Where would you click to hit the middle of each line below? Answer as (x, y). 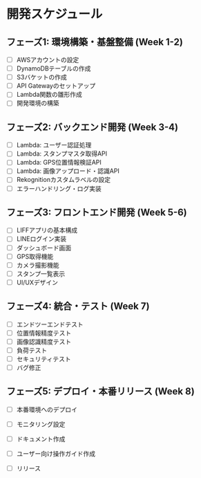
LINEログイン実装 (41, 239)
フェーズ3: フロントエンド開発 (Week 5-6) (97, 212)
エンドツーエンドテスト (50, 324)
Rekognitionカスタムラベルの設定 (64, 180)
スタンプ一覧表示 (41, 273)
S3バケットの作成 (41, 77)
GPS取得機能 (35, 256)
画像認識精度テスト (44, 341)
